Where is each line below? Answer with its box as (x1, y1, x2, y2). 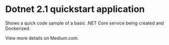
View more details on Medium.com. (5, 35, 79, 41)
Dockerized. (5, 25, 31, 31)
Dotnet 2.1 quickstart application (5, 3, 145, 15)
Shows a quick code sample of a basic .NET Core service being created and (5, 20, 164, 26)
